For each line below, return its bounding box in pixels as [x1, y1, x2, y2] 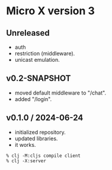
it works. [14, 141, 36, 148]
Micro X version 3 [6, 4, 95, 18]
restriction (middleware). [14, 50, 75, 57]
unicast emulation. [14, 56, 60, 63]
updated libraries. [14, 135, 58, 142]
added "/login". [14, 95, 52, 102]
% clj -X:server [6, 158, 46, 164]
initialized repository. [14, 128, 66, 136]
